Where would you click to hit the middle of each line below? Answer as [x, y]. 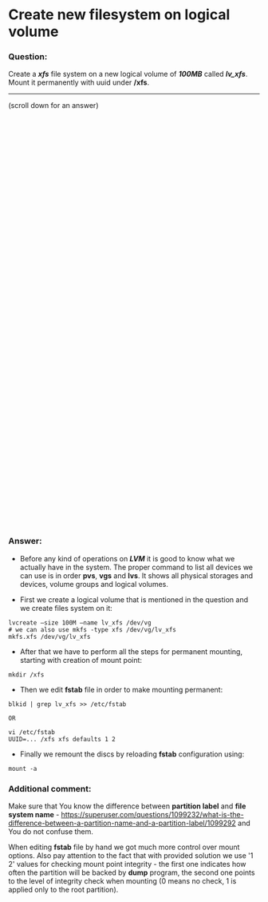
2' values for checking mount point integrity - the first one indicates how [127, 864]
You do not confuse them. [51, 832]
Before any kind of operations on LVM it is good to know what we [127, 558]
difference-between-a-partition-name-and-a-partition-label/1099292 [122, 823]
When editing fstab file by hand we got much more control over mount [124, 847]
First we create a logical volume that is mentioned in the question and [134, 599]
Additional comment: [50, 788]
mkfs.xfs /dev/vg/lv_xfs [49, 637]
